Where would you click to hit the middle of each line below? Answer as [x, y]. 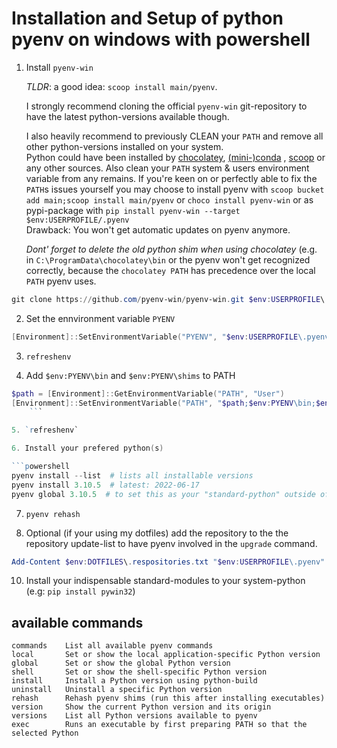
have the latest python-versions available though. [127, 116]
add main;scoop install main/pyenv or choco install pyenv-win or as [169, 199]
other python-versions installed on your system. [124, 146]
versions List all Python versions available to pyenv [134, 716]
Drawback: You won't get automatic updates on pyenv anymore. [158, 229]
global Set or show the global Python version [121, 663]
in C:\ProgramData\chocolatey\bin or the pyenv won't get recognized [168, 259]
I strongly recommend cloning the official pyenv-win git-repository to [166, 106]
